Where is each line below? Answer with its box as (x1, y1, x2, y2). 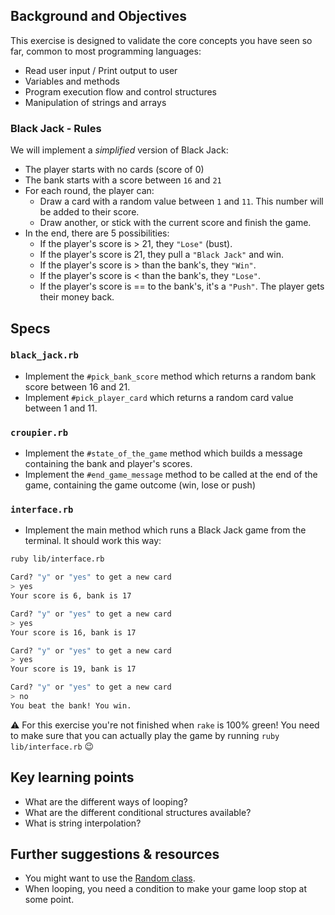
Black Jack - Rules (10, 121, 102, 135)
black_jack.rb (10, 350, 79, 361)
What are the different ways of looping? (24, 795, 188, 808)
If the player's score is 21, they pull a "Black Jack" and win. (39, 249, 285, 261)
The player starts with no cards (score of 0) (24, 164, 205, 176)
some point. (24, 894, 75, 906)
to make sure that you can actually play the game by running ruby (10, 729, 280, 741)
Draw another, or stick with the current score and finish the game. (39, 217, 312, 229)
